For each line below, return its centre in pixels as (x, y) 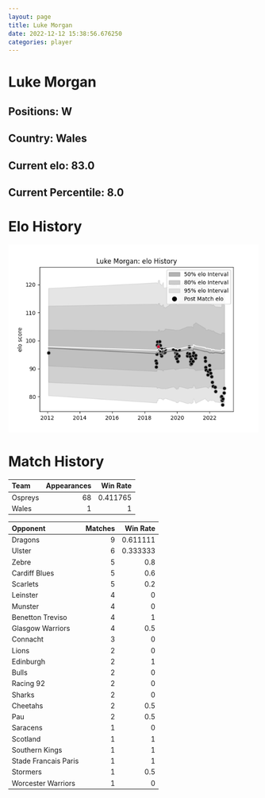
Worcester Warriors (43, 783)
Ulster (21, 551)
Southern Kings (37, 750)
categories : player (40, 42)
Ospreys (25, 498)
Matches (100, 528)
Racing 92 (28, 684)
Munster (25, 606)
